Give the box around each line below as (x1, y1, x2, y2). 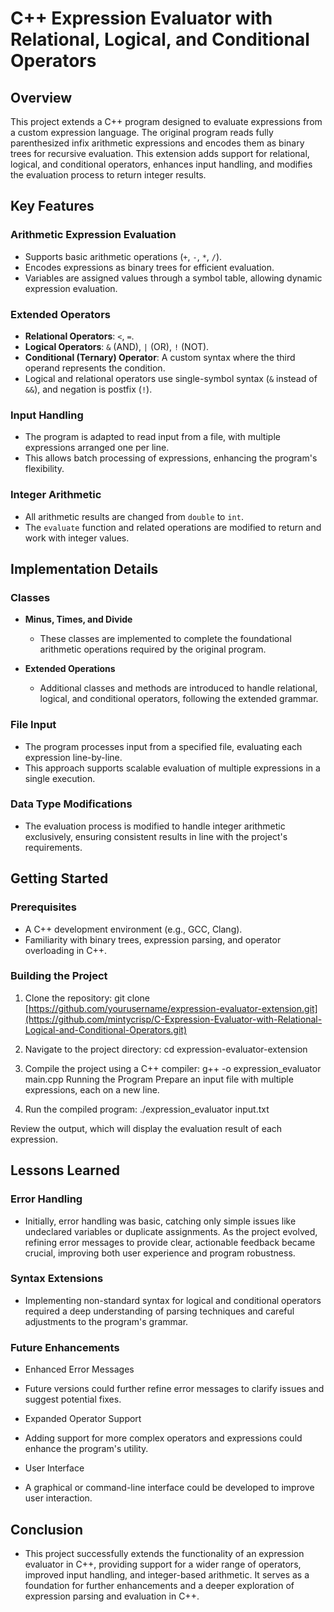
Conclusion (10, 1521, 84, 1538)
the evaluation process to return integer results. (10, 169, 207, 181)
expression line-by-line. (24, 751, 123, 763)
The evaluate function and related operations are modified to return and (24, 521, 322, 533)
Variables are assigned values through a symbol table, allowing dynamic (24, 272, 323, 284)
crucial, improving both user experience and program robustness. (24, 1247, 296, 1259)
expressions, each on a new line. (24, 1083, 160, 1096)
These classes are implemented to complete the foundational (39, 633, 292, 645)
